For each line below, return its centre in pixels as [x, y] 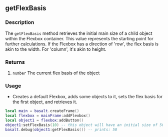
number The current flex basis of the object [56, 73]
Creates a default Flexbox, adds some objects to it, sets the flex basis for [87, 97]
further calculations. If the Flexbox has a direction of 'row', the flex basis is [82, 44]
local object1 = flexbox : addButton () [44, 121]
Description [20, 22]
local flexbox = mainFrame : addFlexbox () [48, 116]
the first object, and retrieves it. [45, 102]
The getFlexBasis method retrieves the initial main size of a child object [79, 33]
